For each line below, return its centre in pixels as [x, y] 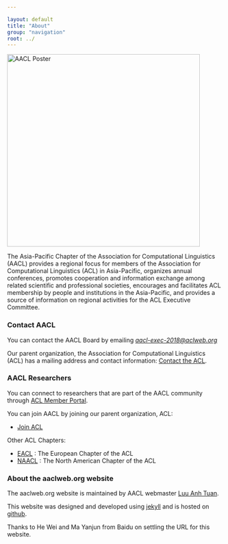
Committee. [23, 307]
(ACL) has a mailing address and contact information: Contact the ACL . [107, 361]
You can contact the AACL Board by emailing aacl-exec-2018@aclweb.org [112, 340]
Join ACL [30, 427]
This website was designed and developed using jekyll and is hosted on [108, 506]
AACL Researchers [39, 378]
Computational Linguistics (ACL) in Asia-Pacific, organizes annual [100, 271]
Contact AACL [31, 325]
